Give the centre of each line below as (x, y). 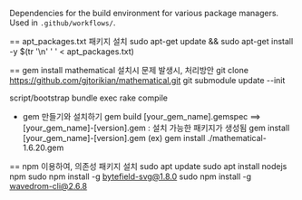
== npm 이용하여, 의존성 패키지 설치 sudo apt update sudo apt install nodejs (148, 166)
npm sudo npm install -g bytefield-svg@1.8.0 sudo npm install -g (131, 176)
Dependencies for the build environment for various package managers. (144, 13)
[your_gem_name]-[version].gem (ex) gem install (114, 138)
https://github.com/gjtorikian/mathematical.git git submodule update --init (147, 80)
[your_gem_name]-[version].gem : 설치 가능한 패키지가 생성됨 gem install (156, 128)
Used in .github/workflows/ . (63, 23)
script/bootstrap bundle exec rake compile (89, 98)
